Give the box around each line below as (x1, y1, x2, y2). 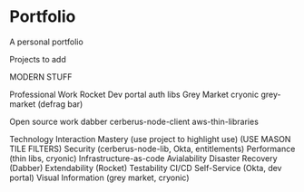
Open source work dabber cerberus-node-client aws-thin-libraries (9, 116, 259, 127)
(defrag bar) (37, 98, 83, 110)
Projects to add (9, 53, 66, 64)
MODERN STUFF (9, 71, 73, 82)
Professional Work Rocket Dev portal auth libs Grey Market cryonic (9, 89, 260, 100)
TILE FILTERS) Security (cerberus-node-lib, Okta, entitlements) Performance (9, 143, 296, 154)
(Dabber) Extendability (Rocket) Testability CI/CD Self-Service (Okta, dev (9, 162, 282, 173)
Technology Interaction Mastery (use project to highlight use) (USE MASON (9, 133, 291, 144)
